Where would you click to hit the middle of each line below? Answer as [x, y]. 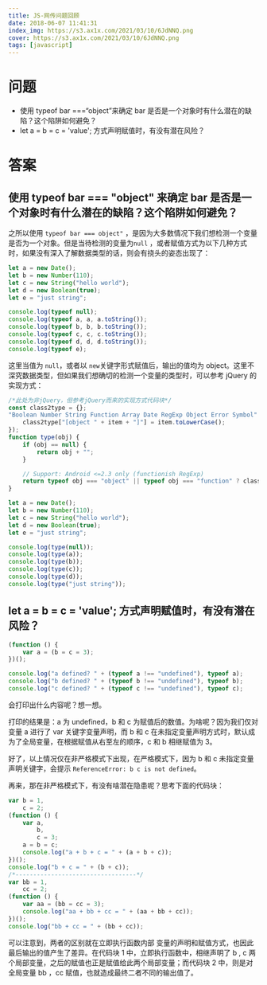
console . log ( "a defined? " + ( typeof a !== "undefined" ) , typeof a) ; [126, 674]
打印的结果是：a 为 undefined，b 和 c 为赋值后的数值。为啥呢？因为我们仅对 [133, 721]
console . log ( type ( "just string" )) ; [67, 584]
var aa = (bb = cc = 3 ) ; [64, 905]
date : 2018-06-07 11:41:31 [53, 23]
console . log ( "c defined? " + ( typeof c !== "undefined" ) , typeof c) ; [126, 689]
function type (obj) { [44, 438]
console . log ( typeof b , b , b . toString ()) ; [78, 327]
